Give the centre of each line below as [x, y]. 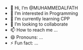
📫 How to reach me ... [34, 30]
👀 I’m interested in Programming [44, 13]
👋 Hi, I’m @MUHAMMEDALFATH [44, 8]
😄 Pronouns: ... [27, 37]
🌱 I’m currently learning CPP [40, 19]
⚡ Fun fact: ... [24, 43]
